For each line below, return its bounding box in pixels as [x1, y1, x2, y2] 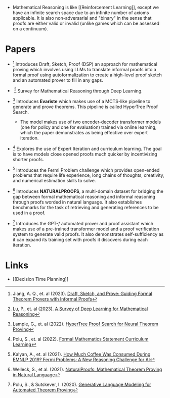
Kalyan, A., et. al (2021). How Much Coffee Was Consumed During [12, 351, 151, 358]
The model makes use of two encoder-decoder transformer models [20, 119, 161, 125]
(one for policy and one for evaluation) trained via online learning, [20, 124, 157, 130]
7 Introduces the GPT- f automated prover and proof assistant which [12, 219, 153, 226]
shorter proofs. [12, 156, 44, 162]
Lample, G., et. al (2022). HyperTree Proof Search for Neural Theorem [12, 321, 158, 327]
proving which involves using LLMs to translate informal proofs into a [12, 66, 157, 72]
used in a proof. [12, 210, 46, 216]
